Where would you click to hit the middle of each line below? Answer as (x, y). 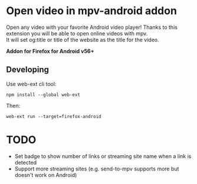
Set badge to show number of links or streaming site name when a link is (103, 156)
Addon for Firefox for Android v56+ (50, 51)
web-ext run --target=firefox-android (54, 116)
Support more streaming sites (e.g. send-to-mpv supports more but (97, 169)
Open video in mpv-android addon (91, 11)
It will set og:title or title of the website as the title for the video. (83, 40)
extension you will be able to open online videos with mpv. (77, 33)
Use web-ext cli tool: (31, 84)
